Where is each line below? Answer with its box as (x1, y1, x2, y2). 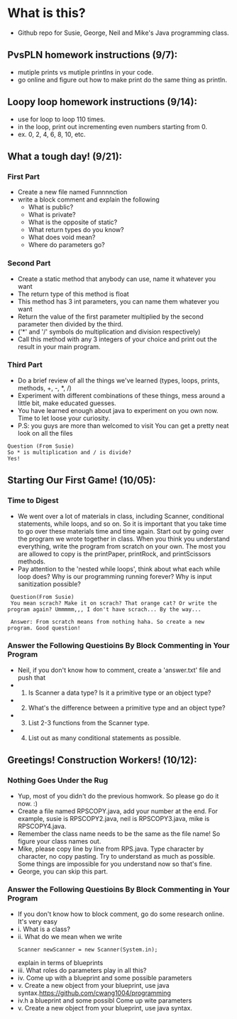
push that (17, 673, 46, 682)
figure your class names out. (17, 837, 101, 845)
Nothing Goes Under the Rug (7, 776, 109, 786)
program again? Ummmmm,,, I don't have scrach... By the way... (7, 605, 202, 613)
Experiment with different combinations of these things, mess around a (17, 391, 226, 400)
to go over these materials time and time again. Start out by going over (17, 527, 224, 535)
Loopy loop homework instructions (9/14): (7, 96, 197, 108)
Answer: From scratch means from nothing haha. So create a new (10, 618, 204, 625)
